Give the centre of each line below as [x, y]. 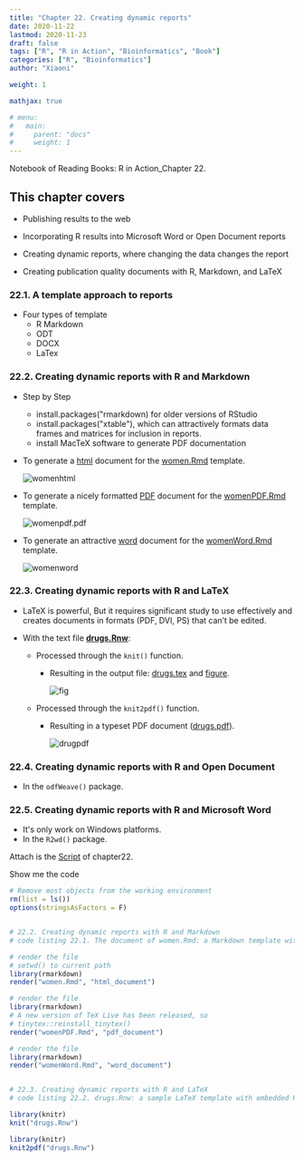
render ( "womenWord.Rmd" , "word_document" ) [90, 1066]
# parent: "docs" [50, 134]
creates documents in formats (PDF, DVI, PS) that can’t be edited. [144, 620]
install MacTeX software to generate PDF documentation [141, 443]
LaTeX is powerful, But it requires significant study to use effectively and [157, 610]
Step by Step [47, 396]
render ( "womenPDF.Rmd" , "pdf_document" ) [87, 1032]
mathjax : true [36, 101]
